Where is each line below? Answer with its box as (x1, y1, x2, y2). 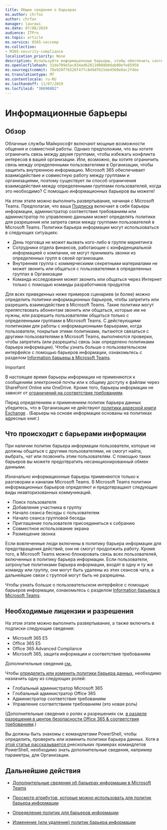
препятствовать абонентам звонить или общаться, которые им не (5, 307, 146, 313)
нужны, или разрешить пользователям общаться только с (5, 312, 129, 318)
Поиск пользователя (12, 499, 57, 505)
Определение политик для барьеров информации (12, 810, 119, 816)
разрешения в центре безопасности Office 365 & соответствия (5, 716, 139, 722)
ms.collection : (5, 44, 37, 49)
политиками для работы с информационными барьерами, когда (5, 323, 142, 329)
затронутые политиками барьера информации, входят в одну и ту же (5, 562, 153, 568)
